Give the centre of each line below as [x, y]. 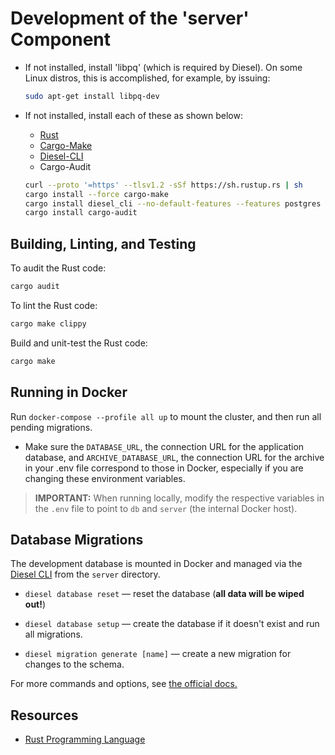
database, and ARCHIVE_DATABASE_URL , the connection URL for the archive [174, 457]
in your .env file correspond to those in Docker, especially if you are [164, 468]
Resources [44, 715]
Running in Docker [69, 392]
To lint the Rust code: [54, 305]
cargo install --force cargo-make [96, 194]
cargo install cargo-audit [81, 213]
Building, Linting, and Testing [103, 243]
